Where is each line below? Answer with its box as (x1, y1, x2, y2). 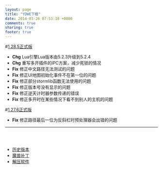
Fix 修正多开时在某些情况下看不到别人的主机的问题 (12, 97, 113, 102)
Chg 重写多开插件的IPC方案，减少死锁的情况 (12, 60, 101, 66)
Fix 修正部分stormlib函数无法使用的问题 (12, 78, 91, 84)
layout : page (5, 7, 32, 12)
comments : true (5, 20, 36, 26)
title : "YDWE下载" (5, 12, 41, 17)
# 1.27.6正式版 (5, 107, 32, 112)
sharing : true (5, 25, 34, 30)
